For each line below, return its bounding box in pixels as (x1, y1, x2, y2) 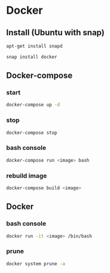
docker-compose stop (6, 130, 58, 136)
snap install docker (6, 54, 58, 60)
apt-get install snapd (6, 43, 63, 49)
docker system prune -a (6, 260, 66, 266)
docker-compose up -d (6, 102, 60, 108)
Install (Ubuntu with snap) (6, 27, 105, 38)
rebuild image (6, 171, 47, 180)
